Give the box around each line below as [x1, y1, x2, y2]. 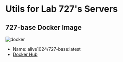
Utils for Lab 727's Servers [5, 3, 118, 15]
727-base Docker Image [5, 23, 82, 32]
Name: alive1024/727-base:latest [12, 46, 81, 52]
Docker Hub [12, 51, 38, 57]
